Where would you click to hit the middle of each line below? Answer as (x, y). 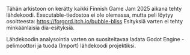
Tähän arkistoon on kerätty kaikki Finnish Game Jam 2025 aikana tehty (94, 9)
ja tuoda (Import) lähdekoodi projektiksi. (87, 45)
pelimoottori (21, 45)
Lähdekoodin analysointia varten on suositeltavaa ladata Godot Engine (93, 39)
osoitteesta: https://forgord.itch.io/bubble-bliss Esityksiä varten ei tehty (95, 21)
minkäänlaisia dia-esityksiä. (41, 27)
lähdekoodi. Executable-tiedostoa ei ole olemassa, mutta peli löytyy (90, 15)
